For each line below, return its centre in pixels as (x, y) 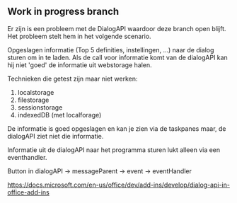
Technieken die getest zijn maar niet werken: (73, 79)
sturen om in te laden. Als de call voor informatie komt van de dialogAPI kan (117, 57)
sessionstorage (40, 107)
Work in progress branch (63, 12)
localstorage (36, 92)
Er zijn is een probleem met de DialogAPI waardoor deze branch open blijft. (117, 28)
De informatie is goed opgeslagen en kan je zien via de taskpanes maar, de (117, 128)
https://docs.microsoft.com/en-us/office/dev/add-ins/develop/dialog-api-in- (118, 185)
